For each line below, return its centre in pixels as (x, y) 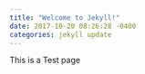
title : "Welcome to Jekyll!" (65, 18)
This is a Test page (45, 60)
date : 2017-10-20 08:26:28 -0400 (73, 26)
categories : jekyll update (61, 34)
